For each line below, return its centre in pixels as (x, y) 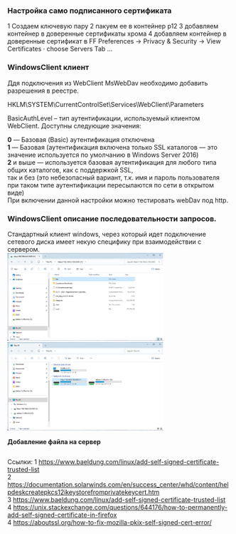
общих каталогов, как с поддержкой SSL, (70, 170)
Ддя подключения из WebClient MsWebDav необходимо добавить (108, 83)
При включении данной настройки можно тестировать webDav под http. (118, 200)
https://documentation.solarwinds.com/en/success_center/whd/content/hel (118, 484)
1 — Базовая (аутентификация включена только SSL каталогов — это (113, 147)
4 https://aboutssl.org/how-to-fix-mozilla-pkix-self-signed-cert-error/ (109, 522)
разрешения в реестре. (43, 91)
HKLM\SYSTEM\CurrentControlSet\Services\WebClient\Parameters (106, 104)
